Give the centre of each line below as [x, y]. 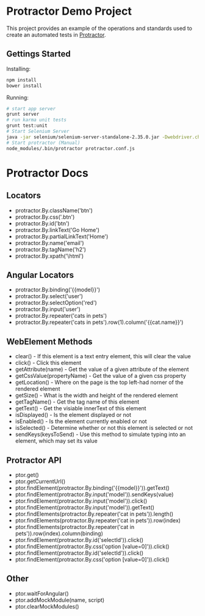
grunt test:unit [27, 126]
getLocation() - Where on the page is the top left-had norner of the [99, 382]
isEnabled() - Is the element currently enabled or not [81, 421]
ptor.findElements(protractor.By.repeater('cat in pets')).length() [94, 514]
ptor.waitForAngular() [42, 593]
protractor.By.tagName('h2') [51, 249]
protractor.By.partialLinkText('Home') [62, 236]
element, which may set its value [56, 441]
